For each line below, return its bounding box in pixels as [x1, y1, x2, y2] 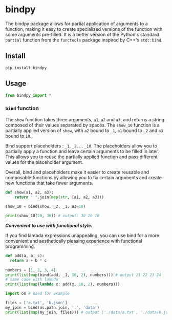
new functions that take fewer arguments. [5, 180, 94, 186]
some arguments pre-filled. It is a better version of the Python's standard [5, 31, 159, 37]
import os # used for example [5, 291, 70, 296]
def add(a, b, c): [5, 253, 45, 259]
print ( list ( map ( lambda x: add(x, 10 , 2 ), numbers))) [5, 282, 120, 287]
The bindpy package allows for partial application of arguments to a [5, 20, 148, 27]
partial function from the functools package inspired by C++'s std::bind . [5, 37, 163, 43]
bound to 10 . [5, 133, 32, 139]
